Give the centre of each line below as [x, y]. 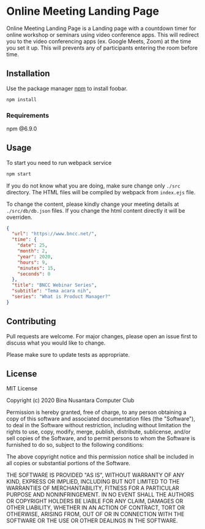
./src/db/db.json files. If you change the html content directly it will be [96, 210]
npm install [21, 99]
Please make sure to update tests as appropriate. [68, 354]
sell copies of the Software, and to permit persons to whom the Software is [101, 438]
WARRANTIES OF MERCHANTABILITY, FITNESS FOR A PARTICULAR [93, 488]
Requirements [28, 115]
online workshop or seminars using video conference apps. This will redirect [102, 34]
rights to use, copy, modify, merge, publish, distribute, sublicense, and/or [99, 432]
